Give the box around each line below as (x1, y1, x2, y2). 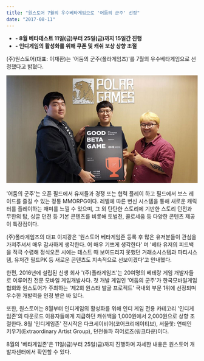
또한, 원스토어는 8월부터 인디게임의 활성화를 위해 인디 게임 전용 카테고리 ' (6, 305, 180, 312)
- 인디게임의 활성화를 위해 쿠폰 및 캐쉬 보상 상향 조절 (15, 42, 137, 49)
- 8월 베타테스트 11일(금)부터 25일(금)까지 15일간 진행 (15, 34, 142, 42)
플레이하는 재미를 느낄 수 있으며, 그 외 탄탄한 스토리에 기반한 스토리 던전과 (17, 205, 192, 212)
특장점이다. (12, 220, 39, 228)
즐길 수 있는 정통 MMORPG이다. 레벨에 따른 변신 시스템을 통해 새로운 (22, 198, 186, 205)
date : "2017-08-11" (6, 16, 56, 23)
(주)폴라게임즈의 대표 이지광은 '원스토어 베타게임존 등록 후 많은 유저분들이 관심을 (6, 233, 197, 240)
